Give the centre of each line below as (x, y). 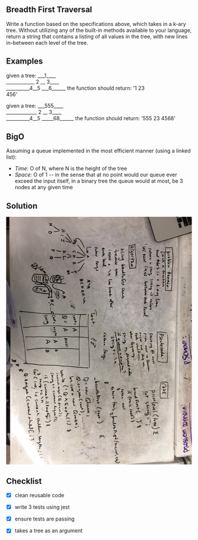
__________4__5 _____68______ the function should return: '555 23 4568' (91, 118)
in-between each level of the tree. (47, 42)
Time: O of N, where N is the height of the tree (71, 169)
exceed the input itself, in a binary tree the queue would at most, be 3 (99, 181)
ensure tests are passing (44, 519)
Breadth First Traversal (49, 10)
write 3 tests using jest (42, 507)
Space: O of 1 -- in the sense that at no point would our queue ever (96, 175)
